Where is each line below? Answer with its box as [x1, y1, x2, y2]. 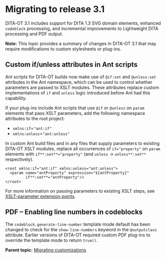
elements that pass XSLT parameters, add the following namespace [5, 110, 145, 116]
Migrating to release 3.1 [5, 4, 105, 15]
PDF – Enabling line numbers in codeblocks [5, 208, 143, 216]
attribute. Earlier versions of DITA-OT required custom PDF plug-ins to [5, 232, 151, 238]
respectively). [5, 156, 34, 162]
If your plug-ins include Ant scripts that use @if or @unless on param [5, 104, 145, 111]
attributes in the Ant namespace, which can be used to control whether [5, 79, 152, 85]
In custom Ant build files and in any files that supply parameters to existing [5, 140, 160, 146]
